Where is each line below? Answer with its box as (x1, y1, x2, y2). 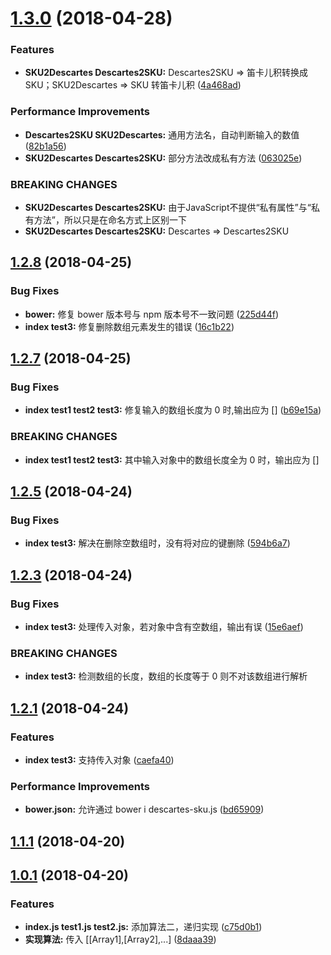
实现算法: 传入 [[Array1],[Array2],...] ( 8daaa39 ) (24, 933, 217, 946)
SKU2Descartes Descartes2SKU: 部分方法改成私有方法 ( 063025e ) (24, 152, 303, 164)
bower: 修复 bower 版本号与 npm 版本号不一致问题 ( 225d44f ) (24, 308, 279, 320)
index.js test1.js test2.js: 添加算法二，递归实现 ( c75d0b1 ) (24, 921, 263, 933)
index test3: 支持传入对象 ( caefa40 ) (24, 754, 175, 766)
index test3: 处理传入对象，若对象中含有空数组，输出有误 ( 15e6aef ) (24, 621, 304, 633)
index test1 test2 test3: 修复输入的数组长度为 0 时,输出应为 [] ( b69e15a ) (24, 404, 322, 416)
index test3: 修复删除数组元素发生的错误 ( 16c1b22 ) (24, 320, 235, 332)
